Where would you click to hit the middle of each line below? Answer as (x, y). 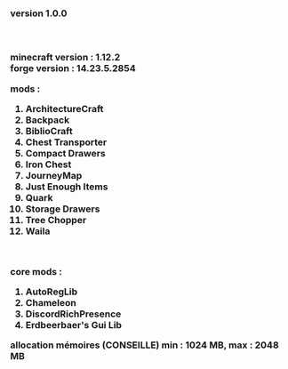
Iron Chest (48, 164)
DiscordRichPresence (73, 314)
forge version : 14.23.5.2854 (73, 68)
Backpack (48, 120)
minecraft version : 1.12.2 (65, 58)
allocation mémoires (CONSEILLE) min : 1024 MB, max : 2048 (144, 345)
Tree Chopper (56, 220)
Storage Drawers (63, 209)
